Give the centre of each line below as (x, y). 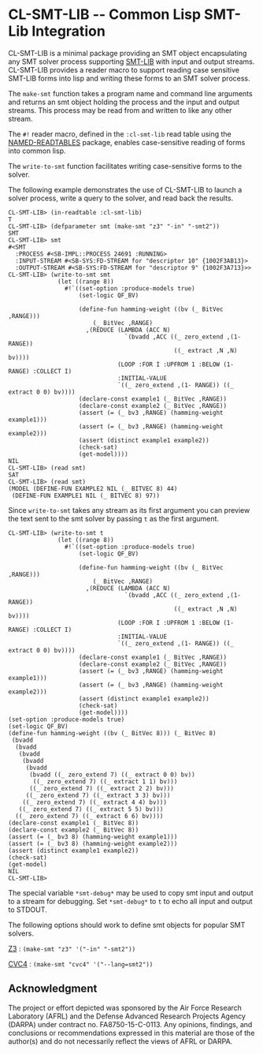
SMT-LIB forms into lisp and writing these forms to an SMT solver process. (129, 78)
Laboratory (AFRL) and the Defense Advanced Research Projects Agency (127, 1016)
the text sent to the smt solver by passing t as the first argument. (113, 518)
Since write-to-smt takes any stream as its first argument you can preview (129, 510)
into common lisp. (37, 151)
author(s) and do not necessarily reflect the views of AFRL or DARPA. (120, 1041)
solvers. (21, 933)
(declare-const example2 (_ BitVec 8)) (74, 830)
